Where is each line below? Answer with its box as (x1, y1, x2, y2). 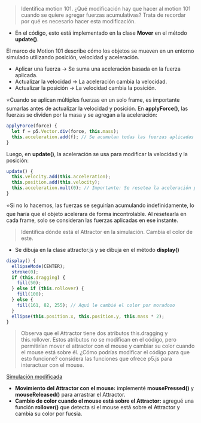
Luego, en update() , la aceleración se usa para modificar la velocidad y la (6, 150, 188, 157)
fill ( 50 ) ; (17, 280, 42, 286)
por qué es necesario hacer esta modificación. (20, 18, 136, 25)
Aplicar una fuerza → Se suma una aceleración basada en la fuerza (14, 65, 181, 72)
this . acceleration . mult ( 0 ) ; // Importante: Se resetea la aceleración (11, 185, 191, 191)
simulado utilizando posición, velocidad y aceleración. (6, 54, 139, 60)
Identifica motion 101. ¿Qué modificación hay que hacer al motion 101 (20, 5, 191, 12)
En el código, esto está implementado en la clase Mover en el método (14, 29, 187, 36)
